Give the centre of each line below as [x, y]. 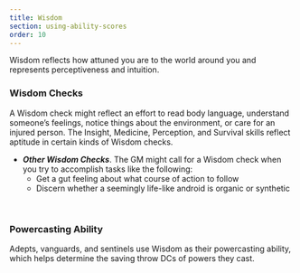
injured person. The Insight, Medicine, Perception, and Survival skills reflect [150, 132]
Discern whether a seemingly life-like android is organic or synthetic [163, 188]
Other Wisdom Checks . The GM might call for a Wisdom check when [152, 159]
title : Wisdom [36, 18]
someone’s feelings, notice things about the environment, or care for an [142, 122]
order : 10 [28, 34]
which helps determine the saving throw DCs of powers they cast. [132, 258]
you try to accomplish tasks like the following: [108, 169]
